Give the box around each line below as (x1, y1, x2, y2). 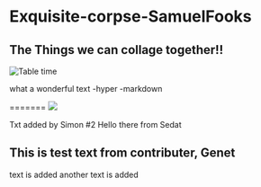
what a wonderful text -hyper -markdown (9, 84, 163, 93)
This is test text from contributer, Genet (9, 146, 236, 161)
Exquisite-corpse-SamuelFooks (9, 6, 252, 27)
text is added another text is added (9, 169, 139, 180)
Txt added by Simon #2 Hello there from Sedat (9, 120, 182, 129)
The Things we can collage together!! (9, 42, 224, 58)
